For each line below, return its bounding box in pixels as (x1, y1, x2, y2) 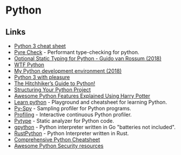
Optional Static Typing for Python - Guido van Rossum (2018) (13, 55, 162, 62)
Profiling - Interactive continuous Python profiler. (13, 111, 132, 118)
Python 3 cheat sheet (13, 42, 66, 49)
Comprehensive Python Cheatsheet (13, 136, 100, 143)
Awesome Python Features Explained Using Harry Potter (13, 92, 151, 99)
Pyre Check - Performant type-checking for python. (13, 49, 139, 56)
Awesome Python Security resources (13, 142, 104, 149)
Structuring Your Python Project (13, 86, 91, 93)
